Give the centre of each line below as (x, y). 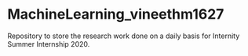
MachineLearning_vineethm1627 (116, 14)
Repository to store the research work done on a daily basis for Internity (124, 36)
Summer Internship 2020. (49, 44)
